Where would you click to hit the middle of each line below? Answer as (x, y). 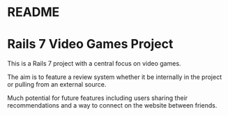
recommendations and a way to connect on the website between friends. (112, 106)
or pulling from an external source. (57, 85)
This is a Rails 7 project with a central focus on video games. (94, 64)
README (33, 12)
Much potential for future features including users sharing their (98, 98)
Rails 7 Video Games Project (90, 44)
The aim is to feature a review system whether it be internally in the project (114, 77)
